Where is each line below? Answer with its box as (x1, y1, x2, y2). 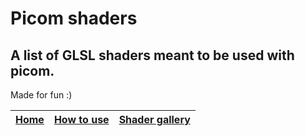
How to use (53, 113, 110, 126)
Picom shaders (10, 7, 138, 30)
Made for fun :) (10, 89, 73, 101)
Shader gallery (118, 113, 191, 126)
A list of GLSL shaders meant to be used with (10, 47, 295, 64)
